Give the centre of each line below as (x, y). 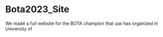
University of (19, 28)
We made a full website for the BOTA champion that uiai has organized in (82, 23)
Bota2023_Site (37, 9)
